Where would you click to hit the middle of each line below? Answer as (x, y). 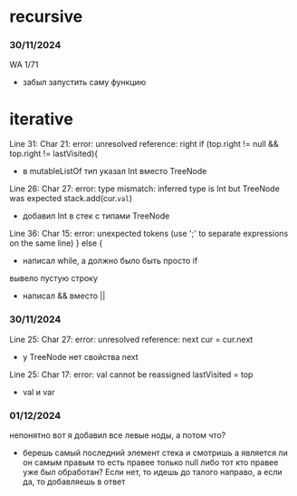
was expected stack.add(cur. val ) (71, 199)
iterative (42, 119)
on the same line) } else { (56, 243)
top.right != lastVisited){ (54, 154)
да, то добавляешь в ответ (74, 481)
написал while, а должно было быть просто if (110, 261)
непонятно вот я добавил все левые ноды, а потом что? (118, 435)
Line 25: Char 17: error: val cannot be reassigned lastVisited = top (131, 374)
